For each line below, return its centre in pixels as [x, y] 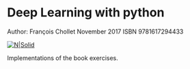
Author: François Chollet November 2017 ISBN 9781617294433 [95, 31]
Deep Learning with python [86, 13]
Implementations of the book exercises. [63, 58]
